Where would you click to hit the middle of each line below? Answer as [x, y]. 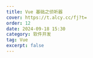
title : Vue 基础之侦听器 [34, 12]
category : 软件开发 [29, 34]
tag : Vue [17, 40]
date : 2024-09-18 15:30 [36, 29]
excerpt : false [25, 46]
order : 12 [19, 23]
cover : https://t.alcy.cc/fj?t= [46, 18]
